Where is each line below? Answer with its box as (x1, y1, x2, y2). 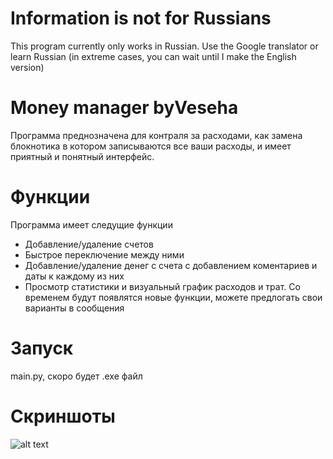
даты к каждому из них (24, 270, 125, 282)
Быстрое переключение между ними (24, 248, 185, 261)
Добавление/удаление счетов (24, 238, 154, 250)
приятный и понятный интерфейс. (10, 150, 155, 162)
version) (10, 61, 45, 73)
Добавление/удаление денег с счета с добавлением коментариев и (24, 259, 318, 271)
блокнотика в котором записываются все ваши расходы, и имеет (10, 140, 292, 152)
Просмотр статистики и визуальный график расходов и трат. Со (24, 280, 301, 292)
